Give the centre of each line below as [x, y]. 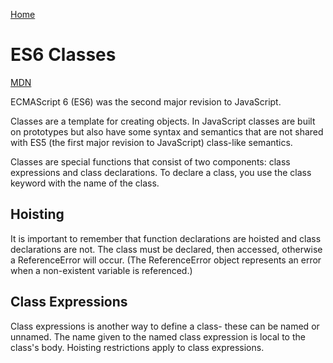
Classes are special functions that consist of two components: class [150, 161]
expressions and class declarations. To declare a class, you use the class [161, 172]
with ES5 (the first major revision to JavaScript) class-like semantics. [151, 142]
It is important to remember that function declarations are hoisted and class [166, 238]
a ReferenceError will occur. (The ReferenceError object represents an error [166, 260]
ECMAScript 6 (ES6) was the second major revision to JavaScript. [146, 101]
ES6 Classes [63, 55]
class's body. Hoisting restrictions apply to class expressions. [137, 347]
